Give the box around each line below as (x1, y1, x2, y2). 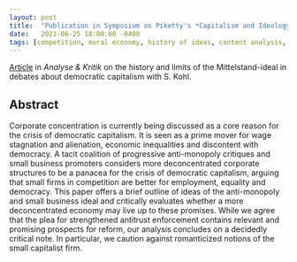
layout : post (9, 12, 57, 22)
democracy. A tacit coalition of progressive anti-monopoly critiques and (9, 149, 271, 159)
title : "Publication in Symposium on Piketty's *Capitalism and (9, 21, 255, 30)
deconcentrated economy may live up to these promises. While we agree (9, 205, 276, 216)
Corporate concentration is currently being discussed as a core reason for (9, 120, 280, 131)
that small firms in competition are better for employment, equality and (9, 177, 266, 188)
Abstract (9, 96, 59, 112)
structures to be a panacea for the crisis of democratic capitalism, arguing (9, 167, 280, 178)
